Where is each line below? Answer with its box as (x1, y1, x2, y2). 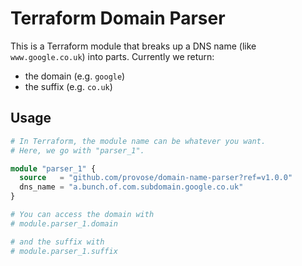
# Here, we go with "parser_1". (10, 145, 145, 156)
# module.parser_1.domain (10, 218, 118, 229)
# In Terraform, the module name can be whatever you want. (10, 136, 267, 146)
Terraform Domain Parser (10, 7, 226, 30)
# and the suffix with (10, 237, 105, 247)
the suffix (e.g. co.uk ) (24, 80, 113, 92)
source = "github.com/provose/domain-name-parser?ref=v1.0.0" (19, 173, 293, 183)
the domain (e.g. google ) (24, 70, 126, 82)
